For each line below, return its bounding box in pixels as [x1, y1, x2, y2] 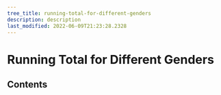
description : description [7, 16, 81, 23]
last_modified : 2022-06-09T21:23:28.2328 [7, 22, 127, 29]
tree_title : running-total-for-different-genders [7, 9, 152, 17]
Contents [7, 79, 48, 90]
